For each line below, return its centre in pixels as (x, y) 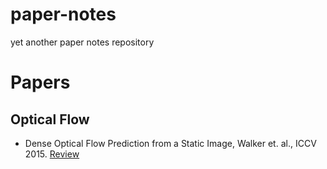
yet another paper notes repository (82, 42)
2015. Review (52, 154)
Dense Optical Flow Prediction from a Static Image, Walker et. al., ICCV (170, 143)
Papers (40, 82)
